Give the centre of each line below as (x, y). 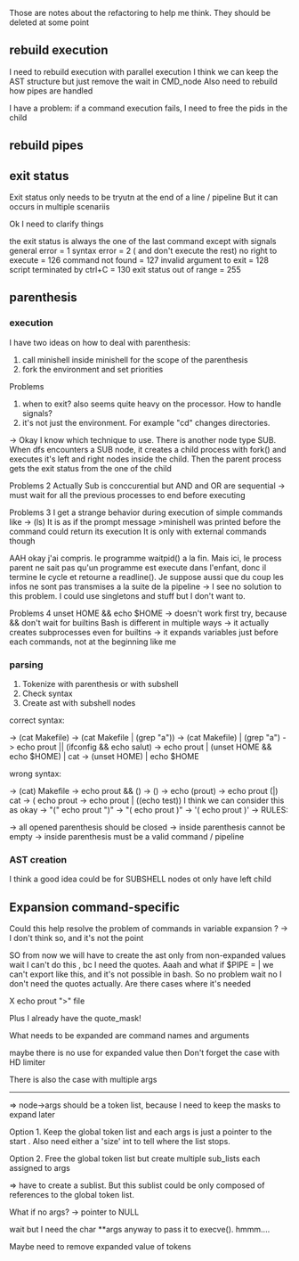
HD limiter (28, 1062)
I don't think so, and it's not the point (77, 938)
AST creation (38, 859)
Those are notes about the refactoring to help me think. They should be (140, 13)
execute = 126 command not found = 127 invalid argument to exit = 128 (139, 260)
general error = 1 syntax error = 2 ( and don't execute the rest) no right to (143, 251)
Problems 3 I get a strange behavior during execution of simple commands (146, 512)
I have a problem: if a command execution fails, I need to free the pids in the (149, 108)
